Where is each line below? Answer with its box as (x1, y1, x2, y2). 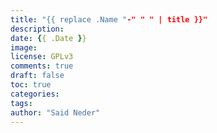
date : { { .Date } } (10, 33, 87, 43)
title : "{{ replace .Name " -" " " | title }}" (10, 14, 208, 25)
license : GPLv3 (10, 52, 74, 62)
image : (10, 42, 38, 53)
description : (10, 24, 65, 34)
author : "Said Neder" (10, 107, 101, 118)
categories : (10, 89, 60, 99)
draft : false (10, 71, 65, 81)
